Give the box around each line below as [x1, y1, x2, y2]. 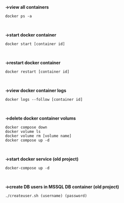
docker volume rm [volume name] [5, 133, 72, 138]
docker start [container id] [5, 41, 65, 46]
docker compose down [5, 125, 48, 130]
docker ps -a [5, 14, 32, 19]
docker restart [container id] [5, 69, 70, 74]
